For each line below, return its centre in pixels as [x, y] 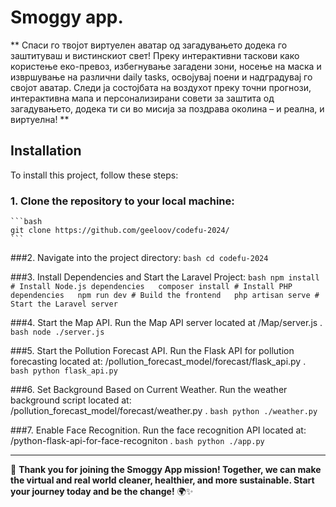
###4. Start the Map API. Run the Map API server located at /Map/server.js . [166, 323]
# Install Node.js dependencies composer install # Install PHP [151, 287]
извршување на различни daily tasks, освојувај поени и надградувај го [161, 77]
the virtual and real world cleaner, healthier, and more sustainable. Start [162, 480]
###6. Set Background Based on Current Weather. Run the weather [149, 390]
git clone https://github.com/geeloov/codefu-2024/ [120, 231]
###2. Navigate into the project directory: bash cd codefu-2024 [139, 258]
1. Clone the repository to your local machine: [122, 201]
